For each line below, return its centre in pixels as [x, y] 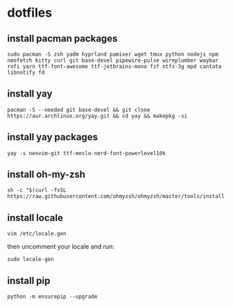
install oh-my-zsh [46, 175]
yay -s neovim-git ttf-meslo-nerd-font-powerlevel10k [87, 153]
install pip [29, 280]
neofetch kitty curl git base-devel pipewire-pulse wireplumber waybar [113, 60]
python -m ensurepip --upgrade [52, 297]
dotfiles [30, 13]
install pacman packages [62, 39]
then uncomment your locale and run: [61, 247]
